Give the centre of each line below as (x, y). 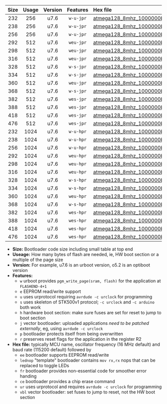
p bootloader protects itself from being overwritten (71, 334)
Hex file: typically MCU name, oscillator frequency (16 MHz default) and (86, 344)
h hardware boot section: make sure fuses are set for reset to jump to (90, 313)
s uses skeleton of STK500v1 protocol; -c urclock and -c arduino (87, 302)
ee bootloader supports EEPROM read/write (64, 355)
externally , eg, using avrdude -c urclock (61, 329)
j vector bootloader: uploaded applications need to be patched (84, 323)
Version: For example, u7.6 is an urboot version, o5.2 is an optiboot (81, 265)
